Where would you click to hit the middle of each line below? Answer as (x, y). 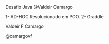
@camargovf (19, 36)
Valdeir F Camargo (24, 26)
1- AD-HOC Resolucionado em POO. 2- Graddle (55, 17)
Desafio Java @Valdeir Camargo (39, 7)
